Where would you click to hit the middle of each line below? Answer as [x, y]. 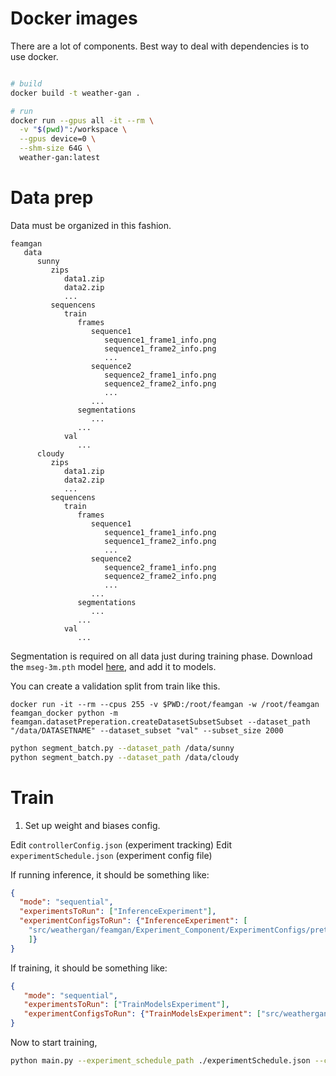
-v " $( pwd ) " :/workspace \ [73, 130]
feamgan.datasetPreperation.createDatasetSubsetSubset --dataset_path [160, 722]
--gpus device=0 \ [58, 139]
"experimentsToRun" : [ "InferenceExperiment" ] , [118, 912]
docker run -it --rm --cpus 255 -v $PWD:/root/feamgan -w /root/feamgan [165, 704]
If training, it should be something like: [89, 968]
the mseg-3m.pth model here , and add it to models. [113, 666]
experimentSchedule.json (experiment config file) [111, 855]
